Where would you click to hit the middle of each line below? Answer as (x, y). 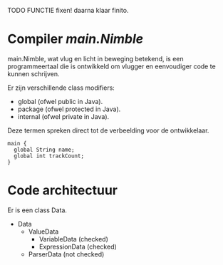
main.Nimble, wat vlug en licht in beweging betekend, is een (95, 58)
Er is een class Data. (37, 210)
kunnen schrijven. (33, 73)
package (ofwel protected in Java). (69, 109)
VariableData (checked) (73, 239)
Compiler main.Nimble (76, 39)
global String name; (44, 150)
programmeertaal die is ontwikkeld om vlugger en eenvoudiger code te (111, 66)
